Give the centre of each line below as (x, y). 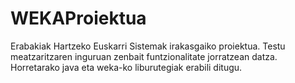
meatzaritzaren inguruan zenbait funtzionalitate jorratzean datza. (144, 56)
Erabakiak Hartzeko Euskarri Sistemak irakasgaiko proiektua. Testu (148, 46)
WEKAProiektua (78, 18)
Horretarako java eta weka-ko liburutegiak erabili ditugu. (126, 67)
